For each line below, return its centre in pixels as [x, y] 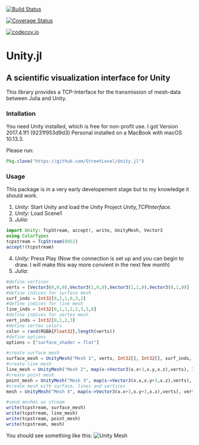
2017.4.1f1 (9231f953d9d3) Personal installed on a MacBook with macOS [94, 133]
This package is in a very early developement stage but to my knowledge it [98, 189]
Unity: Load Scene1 [38, 214]
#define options [26, 337]
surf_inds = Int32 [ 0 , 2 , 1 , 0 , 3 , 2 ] [46, 298]
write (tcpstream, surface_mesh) [46, 408]
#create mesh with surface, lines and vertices [66, 386]
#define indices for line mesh [45, 304]
